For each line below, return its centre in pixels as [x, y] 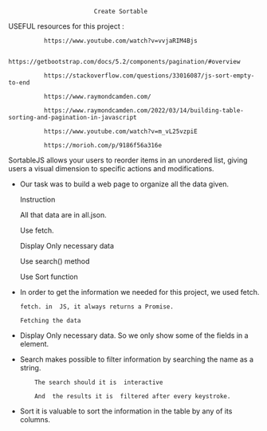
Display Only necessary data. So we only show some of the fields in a [134, 335]
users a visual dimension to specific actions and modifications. [111, 168]
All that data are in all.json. [63, 215]
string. [30, 368]
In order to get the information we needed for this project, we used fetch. [139, 292]
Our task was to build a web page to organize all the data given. [124, 184]
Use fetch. [37, 230]
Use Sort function [49, 276]
